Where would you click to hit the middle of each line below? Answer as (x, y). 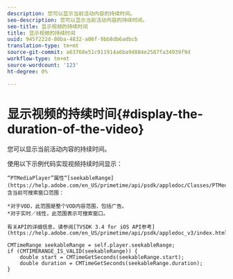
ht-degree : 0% (28, 71)
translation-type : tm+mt (43, 46)
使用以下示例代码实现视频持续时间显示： (65, 164)
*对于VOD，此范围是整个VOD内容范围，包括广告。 (67, 206)
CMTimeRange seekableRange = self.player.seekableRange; (91, 245)
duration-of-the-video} (76, 129)
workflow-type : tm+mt (38, 59)
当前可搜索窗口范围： (38, 193)
